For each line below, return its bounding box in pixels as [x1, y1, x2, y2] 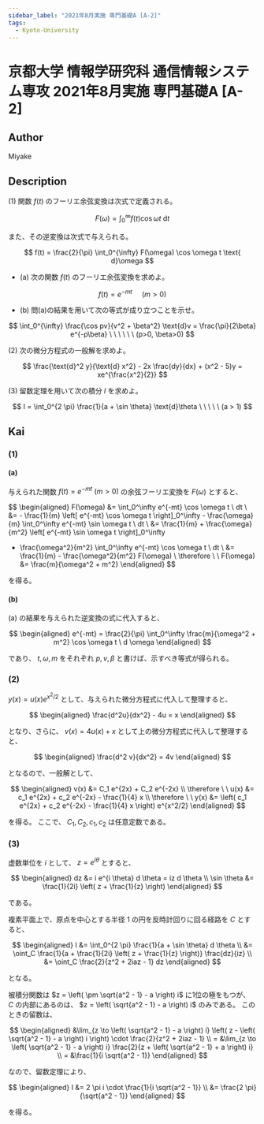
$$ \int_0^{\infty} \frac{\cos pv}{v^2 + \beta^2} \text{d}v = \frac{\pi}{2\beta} [8, 321, 257, 331]
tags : [8, 19, 26, 27]
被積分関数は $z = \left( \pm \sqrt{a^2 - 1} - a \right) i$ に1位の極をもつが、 [8, 990, 251, 999]
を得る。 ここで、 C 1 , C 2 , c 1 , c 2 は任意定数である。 [8, 817, 171, 828]
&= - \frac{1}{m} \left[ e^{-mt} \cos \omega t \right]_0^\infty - [8, 511, 206, 520]
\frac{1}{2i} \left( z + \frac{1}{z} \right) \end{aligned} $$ [42, 882, 223, 891]
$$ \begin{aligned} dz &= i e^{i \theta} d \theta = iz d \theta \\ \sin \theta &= [10, 873, 255, 883]
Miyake [8, 151, 32, 162]
